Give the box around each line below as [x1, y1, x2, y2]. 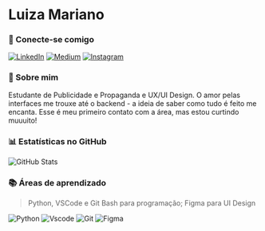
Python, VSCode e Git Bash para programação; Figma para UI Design [27, 198, 256, 208]
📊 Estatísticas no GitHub [8, 135, 107, 147]
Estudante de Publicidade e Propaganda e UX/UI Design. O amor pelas [8, 90, 241, 100]
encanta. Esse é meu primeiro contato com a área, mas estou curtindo [8, 107, 239, 116]
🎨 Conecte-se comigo [8, 34, 94, 45]
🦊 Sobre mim [8, 72, 58, 83]
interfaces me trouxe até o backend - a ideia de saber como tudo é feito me [8, 98, 257, 108]
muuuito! [8, 115, 38, 125]
